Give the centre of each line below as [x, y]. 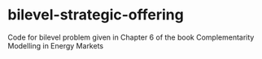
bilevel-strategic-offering [96, 15]
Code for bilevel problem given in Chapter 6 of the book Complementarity [131, 37]
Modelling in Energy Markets [55, 45]
